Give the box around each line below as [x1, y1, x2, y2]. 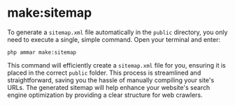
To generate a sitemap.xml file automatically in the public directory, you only [7, 28, 228, 36]
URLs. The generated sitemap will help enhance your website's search [7, 83, 211, 91]
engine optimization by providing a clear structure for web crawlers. [7, 91, 203, 99]
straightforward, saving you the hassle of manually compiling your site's [7, 75, 215, 84]
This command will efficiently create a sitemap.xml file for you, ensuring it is [7, 61, 226, 69]
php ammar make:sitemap [7, 49, 77, 56]
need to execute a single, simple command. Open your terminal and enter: [7, 35, 221, 43]
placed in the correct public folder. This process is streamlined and [7, 68, 201, 77]
